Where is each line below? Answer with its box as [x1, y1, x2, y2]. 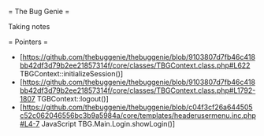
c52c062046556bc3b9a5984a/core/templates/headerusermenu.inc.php [19, 111, 256, 120]
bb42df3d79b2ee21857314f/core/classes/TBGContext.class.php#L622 [19, 61, 251, 70]
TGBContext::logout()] [36, 94, 109, 103]
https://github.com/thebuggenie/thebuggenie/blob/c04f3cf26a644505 [22, 102, 254, 112]
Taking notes [8, 22, 50, 31]
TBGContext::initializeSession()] [19, 69, 124, 78]
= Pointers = [8, 37, 49, 46]
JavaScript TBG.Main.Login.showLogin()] [41, 119, 176, 128]
